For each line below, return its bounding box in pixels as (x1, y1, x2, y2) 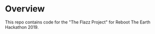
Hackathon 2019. (5, 24, 39, 30)
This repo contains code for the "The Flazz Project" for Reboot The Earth (5, 19, 151, 25)
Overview (5, 3, 45, 14)
